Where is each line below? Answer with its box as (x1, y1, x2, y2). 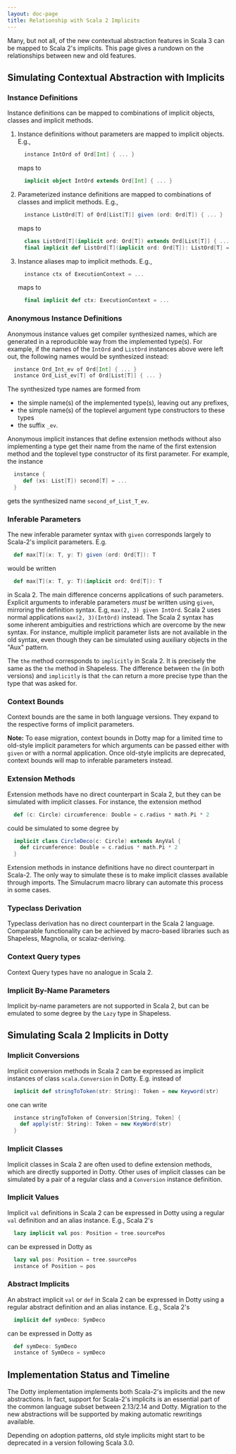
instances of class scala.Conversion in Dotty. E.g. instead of (7, 1074, 182, 1083)
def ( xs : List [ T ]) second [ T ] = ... (23, 477, 128, 485)
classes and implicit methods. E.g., (17, 197, 118, 206)
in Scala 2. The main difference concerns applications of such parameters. (7, 591, 224, 599)
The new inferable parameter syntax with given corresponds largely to (7, 530, 211, 539)
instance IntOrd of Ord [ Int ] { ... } (24, 151, 135, 159)
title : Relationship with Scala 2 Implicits (7, 17, 140, 24)
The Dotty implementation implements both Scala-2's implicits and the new (7, 1388, 225, 1396)
